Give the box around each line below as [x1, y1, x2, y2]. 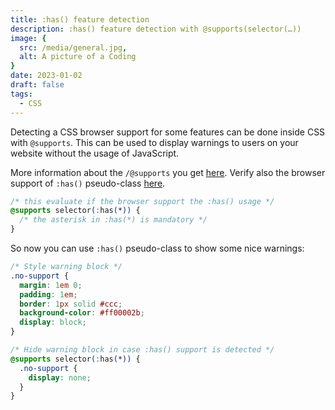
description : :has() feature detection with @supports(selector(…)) [10, 24, 302, 34]
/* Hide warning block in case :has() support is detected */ [10, 345, 275, 355]
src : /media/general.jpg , [19, 42, 128, 53]
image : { [10, 33, 47, 43]
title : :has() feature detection [10, 14, 150, 25]
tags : [10, 89, 33, 99]
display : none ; [28, 372, 92, 383]
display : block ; [19, 317, 87, 328]
